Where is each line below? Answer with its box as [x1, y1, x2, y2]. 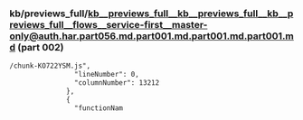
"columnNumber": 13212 [73, 78, 160, 88]
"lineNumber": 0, [73, 70, 140, 79]
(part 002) [17, 41, 65, 53]
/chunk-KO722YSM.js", [9, 61, 91, 70]
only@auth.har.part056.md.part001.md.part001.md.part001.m [9, 30, 294, 42]
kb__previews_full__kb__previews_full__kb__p [87, 7, 294, 20]
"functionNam [73, 103, 124, 113]
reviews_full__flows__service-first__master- [9, 18, 208, 31]
